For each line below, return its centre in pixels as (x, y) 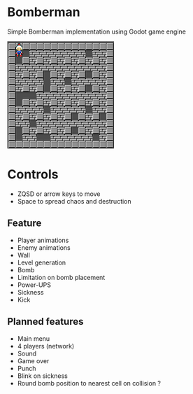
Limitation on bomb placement (61, 277)
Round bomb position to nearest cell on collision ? (89, 383)
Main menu (34, 338)
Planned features (45, 322)
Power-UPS (34, 285)
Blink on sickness (42, 376)
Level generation (42, 262)
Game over (33, 360)
